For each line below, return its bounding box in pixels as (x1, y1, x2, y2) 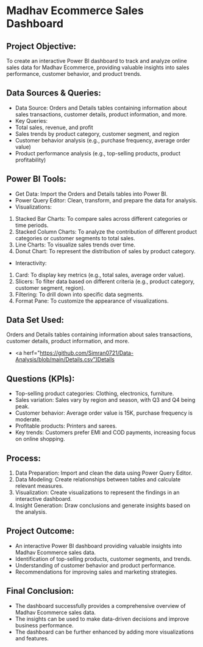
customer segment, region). (15, 284, 85, 291)
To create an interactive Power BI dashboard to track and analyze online (6, 57, 187, 64)
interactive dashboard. (15, 495, 72, 503)
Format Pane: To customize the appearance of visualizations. (15, 297, 169, 305)
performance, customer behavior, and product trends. (6, 70, 142, 77)
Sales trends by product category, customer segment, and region (15, 130, 180, 138)
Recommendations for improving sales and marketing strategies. (15, 568, 178, 575)
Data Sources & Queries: (6, 88, 102, 98)
